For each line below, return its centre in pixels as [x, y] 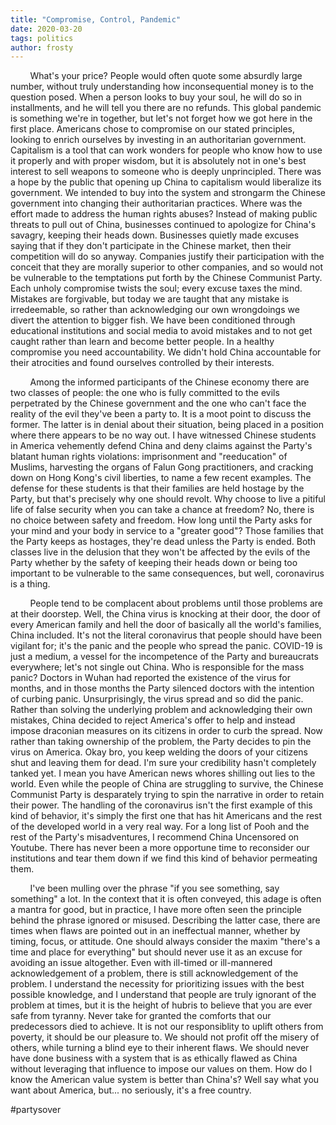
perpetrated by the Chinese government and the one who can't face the [158, 403]
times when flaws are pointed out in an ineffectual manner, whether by [155, 931]
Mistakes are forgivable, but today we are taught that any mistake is [150, 299]
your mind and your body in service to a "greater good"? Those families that [167, 531]
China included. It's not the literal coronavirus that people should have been [166, 635]
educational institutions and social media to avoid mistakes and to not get [161, 331]
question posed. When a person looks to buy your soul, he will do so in [156, 97]
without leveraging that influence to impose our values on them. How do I [161, 1069]
